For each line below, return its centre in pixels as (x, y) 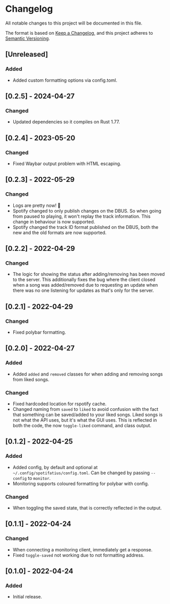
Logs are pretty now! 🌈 (37, 205)
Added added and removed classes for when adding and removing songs (88, 374)
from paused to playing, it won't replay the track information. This (81, 216)
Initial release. (27, 597)
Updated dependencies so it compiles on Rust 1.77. (66, 122)
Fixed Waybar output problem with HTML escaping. (67, 164)
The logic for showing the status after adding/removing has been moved (89, 274)
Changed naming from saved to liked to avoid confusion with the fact (86, 409)
